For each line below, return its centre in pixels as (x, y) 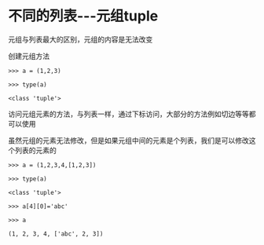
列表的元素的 (35, 150)
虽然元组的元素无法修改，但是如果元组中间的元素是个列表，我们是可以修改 (128, 140)
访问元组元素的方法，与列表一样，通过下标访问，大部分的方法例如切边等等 (128, 114)
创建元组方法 (29, 56)
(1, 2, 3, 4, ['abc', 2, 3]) (56, 234)
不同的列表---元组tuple (83, 16)
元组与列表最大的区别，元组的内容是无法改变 (81, 39)
